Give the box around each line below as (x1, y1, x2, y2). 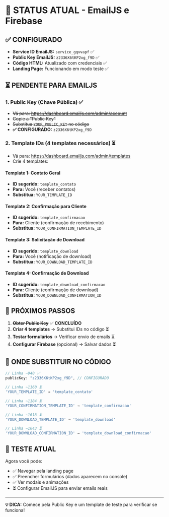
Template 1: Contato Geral (5, 170, 60, 176)
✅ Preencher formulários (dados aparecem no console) (12, 473, 127, 479)
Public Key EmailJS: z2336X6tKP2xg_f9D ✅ (12, 54, 100, 60)
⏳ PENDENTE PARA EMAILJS (5, 81, 98, 90)
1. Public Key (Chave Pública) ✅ (5, 99, 83, 106)
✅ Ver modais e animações (12, 479, 69, 485)
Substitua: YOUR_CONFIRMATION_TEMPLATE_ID (12, 225, 102, 231)
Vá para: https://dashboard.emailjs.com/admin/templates (12, 153, 131, 159)
